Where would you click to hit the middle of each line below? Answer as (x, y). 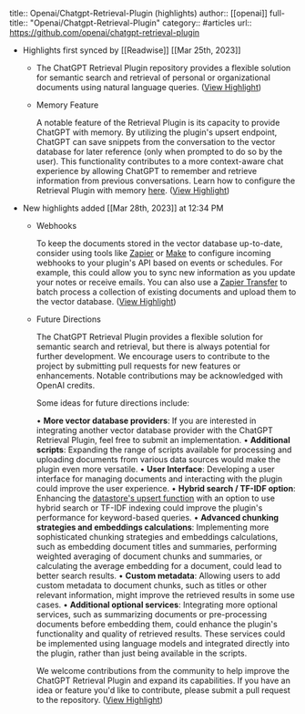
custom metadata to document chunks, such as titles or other (152, 585)
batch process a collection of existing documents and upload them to (166, 292)
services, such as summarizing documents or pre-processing (151, 614)
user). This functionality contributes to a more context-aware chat (160, 161)
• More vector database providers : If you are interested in (146, 420)
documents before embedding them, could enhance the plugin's (157, 624)
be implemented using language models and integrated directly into (163, 643)
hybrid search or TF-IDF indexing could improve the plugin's (149, 508)
